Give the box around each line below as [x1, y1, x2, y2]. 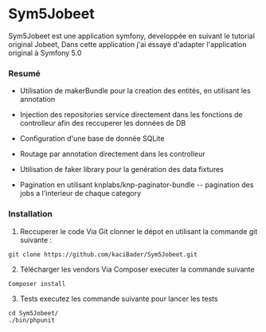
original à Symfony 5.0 [8, 48, 82, 57]
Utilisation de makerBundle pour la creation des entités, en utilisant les [19, 86, 251, 96]
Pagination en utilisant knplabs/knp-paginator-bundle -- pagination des [19, 180, 254, 189]
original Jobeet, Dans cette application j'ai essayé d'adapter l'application [8, 39, 247, 49]
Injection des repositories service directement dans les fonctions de [19, 110, 243, 119]
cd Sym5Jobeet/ [8, 309, 59, 317]
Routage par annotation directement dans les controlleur [19, 149, 205, 159]
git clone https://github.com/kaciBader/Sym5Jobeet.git [8, 250, 198, 259]
